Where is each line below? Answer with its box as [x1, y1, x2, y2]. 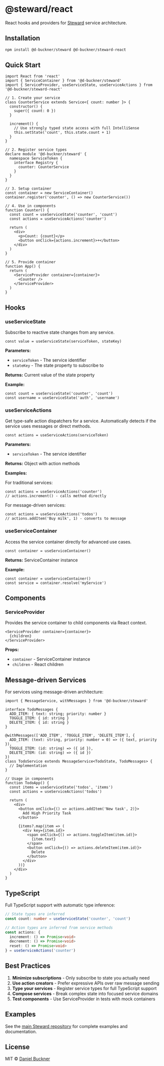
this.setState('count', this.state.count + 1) [14, 130, 111, 135]
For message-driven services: [5, 502, 66, 508]
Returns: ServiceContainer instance [5, 557, 78, 563]
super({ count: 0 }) [14, 109, 56, 114]
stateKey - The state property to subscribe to [12, 362, 104, 368]
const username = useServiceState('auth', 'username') [5, 395, 120, 400]
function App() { [5, 264, 41, 269]
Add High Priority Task [23, 811, 71, 816]
